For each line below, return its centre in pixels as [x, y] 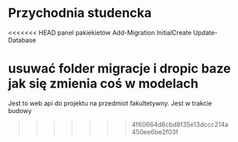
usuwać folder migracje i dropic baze [120, 69]
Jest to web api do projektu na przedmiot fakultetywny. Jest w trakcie [110, 103]
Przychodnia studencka [80, 13]
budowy [20, 110]
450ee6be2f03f [155, 131]
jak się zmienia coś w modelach [103, 84]
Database [22, 40]
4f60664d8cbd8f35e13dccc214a [180, 124]
